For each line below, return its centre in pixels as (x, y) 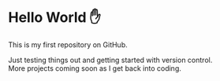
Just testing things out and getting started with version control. (110, 60)
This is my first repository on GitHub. (68, 44)
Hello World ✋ (54, 18)
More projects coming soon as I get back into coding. (95, 68)
